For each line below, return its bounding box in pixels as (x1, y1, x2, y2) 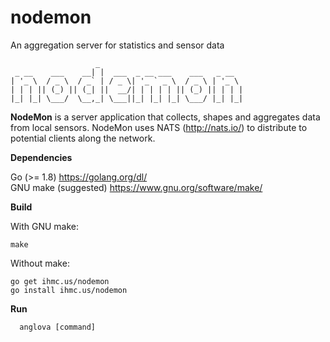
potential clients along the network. (10, 132, 156, 144)
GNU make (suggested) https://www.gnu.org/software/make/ (10, 181, 263, 193)
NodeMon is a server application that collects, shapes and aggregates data (10, 111, 321, 123)
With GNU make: (10, 220, 80, 232)
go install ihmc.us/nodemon (10, 285, 128, 295)
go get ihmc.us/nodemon (10, 276, 110, 286)
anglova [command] (19, 322, 97, 332)
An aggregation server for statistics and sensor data (10, 39, 225, 51)
